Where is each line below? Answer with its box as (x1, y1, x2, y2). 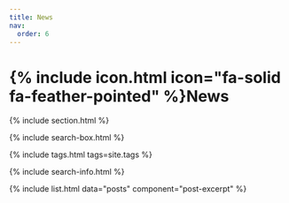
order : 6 (17, 29, 50, 38)
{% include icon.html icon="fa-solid (9, 67, 281, 87)
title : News (9, 12, 53, 22)
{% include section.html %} (9, 116, 110, 126)
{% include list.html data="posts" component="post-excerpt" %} (9, 184, 247, 194)
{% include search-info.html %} (9, 167, 125, 177)
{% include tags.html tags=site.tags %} (9, 149, 152, 160)
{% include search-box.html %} (9, 132, 125, 143)
